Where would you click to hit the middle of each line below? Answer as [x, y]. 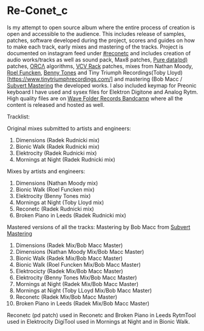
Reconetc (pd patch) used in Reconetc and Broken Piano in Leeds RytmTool [101, 315]
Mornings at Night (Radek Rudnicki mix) [66, 159]
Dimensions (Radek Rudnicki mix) [57, 140]
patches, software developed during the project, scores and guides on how [101, 40]
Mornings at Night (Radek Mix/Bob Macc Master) [77, 284]
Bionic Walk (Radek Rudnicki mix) [57, 146]
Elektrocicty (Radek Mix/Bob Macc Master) [69, 271]
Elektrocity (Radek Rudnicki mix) [56, 153]
